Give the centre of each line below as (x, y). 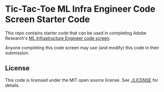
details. (12, 85)
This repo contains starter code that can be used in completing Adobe (76, 33)
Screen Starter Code (47, 19)
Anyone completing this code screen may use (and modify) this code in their (82, 47)
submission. (17, 53)
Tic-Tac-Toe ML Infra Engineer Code (80, 9)
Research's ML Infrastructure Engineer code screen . (58, 38)
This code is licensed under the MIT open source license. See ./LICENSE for (82, 80)
